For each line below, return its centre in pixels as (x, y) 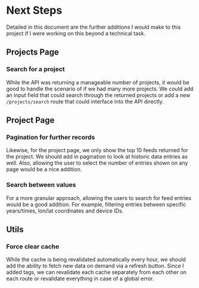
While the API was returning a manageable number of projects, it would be (98, 82)
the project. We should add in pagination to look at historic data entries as (97, 157)
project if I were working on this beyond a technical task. (76, 33)
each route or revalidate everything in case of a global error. (80, 278)
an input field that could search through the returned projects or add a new (98, 95)
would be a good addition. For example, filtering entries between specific (96, 204)
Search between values (41, 185)
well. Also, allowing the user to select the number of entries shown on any (97, 163)
